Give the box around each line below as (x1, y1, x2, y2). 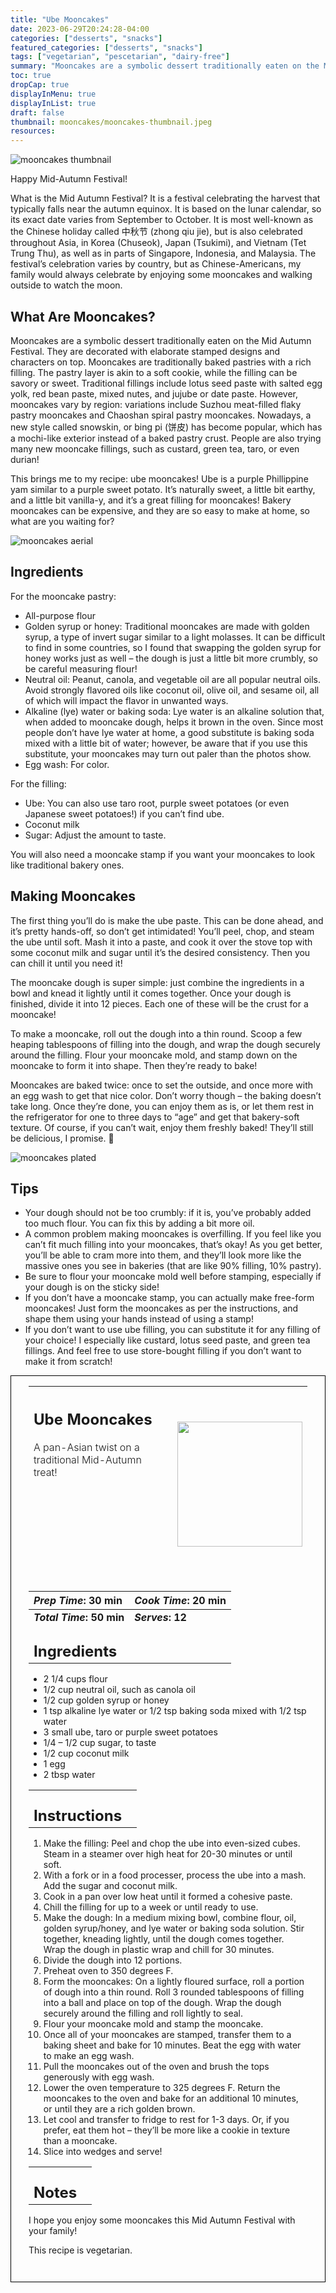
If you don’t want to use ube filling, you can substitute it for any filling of (24, 1324, 321, 1336)
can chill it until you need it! (10, 957, 123, 969)
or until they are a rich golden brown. (43, 2102, 196, 2115)
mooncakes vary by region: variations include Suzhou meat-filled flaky (10, 398, 302, 410)
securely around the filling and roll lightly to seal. (43, 2007, 243, 2019)
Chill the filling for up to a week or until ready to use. (43, 1901, 259, 1913)
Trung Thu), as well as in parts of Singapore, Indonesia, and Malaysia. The (10, 247, 317, 260)
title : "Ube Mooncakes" (10, 14, 110, 25)
